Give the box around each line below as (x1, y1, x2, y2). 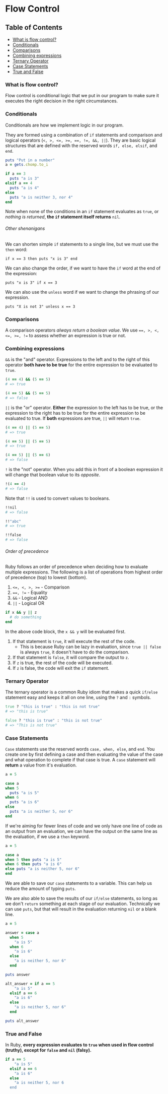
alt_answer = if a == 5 (5, 981, 55, 986)
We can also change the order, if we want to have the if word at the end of (5, 265, 161, 271)
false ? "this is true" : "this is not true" (5, 718, 102, 723)
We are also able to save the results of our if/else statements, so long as (5, 895, 157, 902)
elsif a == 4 (5, 181, 33, 186)
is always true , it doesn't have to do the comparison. (20, 649, 130, 655)
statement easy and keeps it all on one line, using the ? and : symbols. (5, 694, 151, 700)
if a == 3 (5, 171, 26, 176)
